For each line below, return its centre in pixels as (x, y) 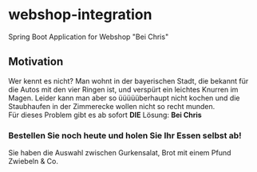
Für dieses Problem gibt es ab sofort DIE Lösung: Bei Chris (105, 115)
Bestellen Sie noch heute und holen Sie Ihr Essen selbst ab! (125, 135)
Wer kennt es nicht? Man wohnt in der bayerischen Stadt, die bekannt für (128, 80)
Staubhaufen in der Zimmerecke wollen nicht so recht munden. (112, 106)
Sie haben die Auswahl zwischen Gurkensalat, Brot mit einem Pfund (120, 153)
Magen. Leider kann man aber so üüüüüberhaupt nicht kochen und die (124, 98)
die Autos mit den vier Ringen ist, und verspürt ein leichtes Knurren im (123, 89)
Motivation (36, 62)
